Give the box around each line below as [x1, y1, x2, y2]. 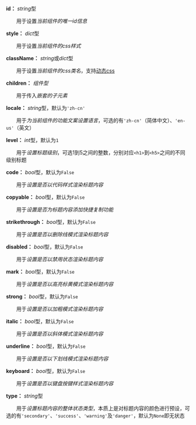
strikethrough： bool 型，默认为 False [6, 219, 96, 225]
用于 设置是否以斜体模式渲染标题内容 [16, 330, 103, 337]
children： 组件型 [6, 80, 48, 87]
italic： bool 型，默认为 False [6, 318, 74, 324]
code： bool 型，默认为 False [6, 169, 75, 175]
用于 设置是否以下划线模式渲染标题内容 [16, 355, 108, 362]
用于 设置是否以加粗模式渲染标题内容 [16, 306, 103, 312]
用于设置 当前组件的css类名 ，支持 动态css [16, 67, 115, 74]
